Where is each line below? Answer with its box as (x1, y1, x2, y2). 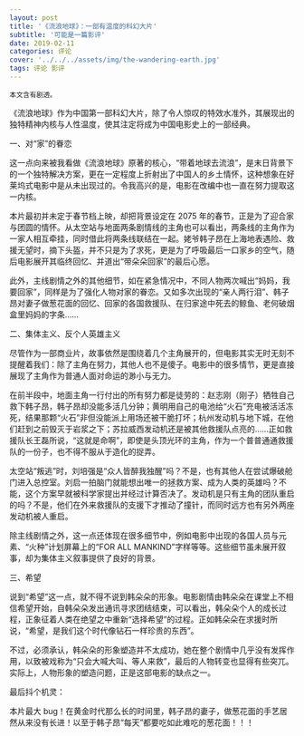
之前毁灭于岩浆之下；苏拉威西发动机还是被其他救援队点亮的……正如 (33, 423, 285, 434)
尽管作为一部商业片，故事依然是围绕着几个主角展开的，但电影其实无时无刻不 (9, 347, 295, 358)
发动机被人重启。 (9, 510, 73, 521)
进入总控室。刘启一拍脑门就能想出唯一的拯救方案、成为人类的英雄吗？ (16, 477, 279, 488)
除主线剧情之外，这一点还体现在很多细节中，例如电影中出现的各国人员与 (9, 529, 279, 540)
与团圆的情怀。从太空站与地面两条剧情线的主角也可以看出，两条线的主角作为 (9, 221, 295, 232)
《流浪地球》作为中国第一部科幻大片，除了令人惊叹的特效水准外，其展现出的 (9, 107, 295, 118)
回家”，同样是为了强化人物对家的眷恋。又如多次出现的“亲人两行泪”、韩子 (16, 286, 290, 297)
